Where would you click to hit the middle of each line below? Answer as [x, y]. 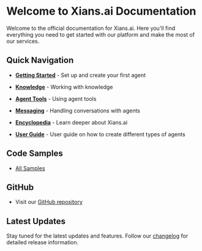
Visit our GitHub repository [49, 202]
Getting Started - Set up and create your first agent [80, 75]
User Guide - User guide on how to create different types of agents [100, 134]
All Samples [30, 168]
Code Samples [35, 154]
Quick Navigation [40, 60]
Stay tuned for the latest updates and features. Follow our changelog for [97, 236]
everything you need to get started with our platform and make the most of [100, 34]
